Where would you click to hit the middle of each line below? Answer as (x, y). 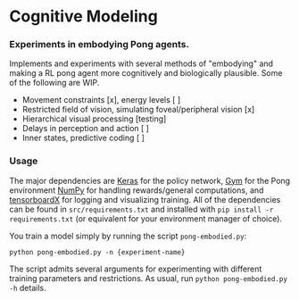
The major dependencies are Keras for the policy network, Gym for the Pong (150, 180)
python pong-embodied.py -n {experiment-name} (97, 252)
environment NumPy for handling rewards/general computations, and (137, 190)
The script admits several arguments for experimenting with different (136, 269)
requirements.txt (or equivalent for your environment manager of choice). (146, 218)
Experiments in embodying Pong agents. (100, 45)
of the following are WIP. (54, 83)
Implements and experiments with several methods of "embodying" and (141, 63)
